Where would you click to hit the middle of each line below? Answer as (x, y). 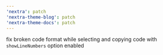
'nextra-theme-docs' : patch (41, 22)
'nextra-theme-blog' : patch (41, 17)
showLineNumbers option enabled (45, 46)
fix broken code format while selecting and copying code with (81, 40)
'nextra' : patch (26, 12)
